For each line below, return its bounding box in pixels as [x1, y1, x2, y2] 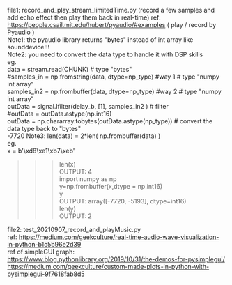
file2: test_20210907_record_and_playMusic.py [7, 226, 141, 233]
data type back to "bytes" [7, 125, 82, 132]
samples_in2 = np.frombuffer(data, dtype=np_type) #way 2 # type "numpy [7, 87, 222, 95]
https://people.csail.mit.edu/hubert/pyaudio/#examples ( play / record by [7, 21, 217, 29]
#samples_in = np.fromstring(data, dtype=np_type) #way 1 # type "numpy [7, 72, 219, 81]
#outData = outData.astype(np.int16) [7, 109, 112, 118]
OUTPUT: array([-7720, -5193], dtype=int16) [59, 197, 187, 205]
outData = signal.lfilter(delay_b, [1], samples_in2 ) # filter [7, 102, 169, 110]
